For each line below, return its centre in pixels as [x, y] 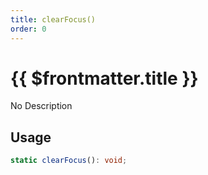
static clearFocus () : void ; [69, 161]
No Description [41, 106]
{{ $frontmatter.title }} [104, 78]
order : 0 [28, 29]
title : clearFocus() [53, 19]
